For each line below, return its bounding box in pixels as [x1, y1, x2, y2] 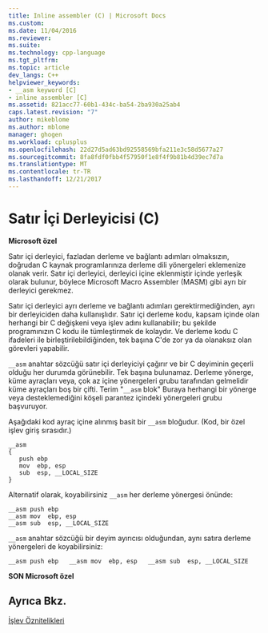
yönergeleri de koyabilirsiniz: [8, 541, 103, 551]
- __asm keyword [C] [8, 86, 78, 94]
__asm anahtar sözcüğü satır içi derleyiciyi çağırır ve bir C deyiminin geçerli [8, 359, 254, 368]
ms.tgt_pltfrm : [8, 57, 59, 65]
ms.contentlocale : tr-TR [8, 168, 91, 176]
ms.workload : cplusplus [8, 137, 88, 146]
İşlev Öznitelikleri [8, 615, 65, 625]
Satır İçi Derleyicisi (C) [8, 209, 160, 228]
